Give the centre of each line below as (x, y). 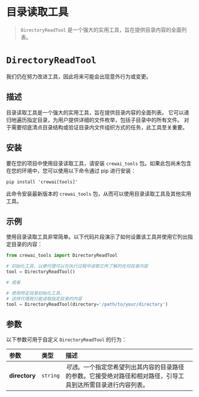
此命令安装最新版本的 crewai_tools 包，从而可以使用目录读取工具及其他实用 (99, 193)
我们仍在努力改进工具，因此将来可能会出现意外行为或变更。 (79, 76)
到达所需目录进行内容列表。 (110, 385)
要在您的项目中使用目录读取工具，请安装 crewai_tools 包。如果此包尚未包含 (99, 163)
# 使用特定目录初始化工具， (36, 293)
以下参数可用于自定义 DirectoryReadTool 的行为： (67, 339)
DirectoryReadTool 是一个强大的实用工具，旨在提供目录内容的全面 (101, 30)
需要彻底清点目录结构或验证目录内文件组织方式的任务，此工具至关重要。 (99, 127)
